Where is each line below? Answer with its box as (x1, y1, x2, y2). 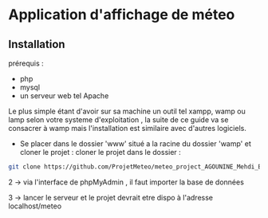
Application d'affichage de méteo (8, 6, 235, 24)
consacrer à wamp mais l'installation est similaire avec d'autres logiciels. (8, 124, 247, 133)
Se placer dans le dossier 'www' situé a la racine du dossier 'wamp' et (19, 139, 251, 149)
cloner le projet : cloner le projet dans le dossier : (19, 148, 181, 157)
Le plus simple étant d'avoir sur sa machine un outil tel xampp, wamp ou (8, 106, 246, 116)
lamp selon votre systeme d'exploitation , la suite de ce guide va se (8, 115, 229, 125)
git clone (8, 163, 41, 171)
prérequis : (8, 58, 44, 68)
